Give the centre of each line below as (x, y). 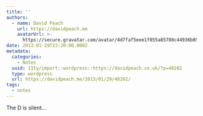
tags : (13, 85)
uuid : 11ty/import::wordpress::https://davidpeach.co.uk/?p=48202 (97, 68)
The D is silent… (26, 108)
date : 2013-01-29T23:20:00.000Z (47, 46)
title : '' (19, 12)
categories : (27, 57)
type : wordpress (32, 74)
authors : (17, 18)
